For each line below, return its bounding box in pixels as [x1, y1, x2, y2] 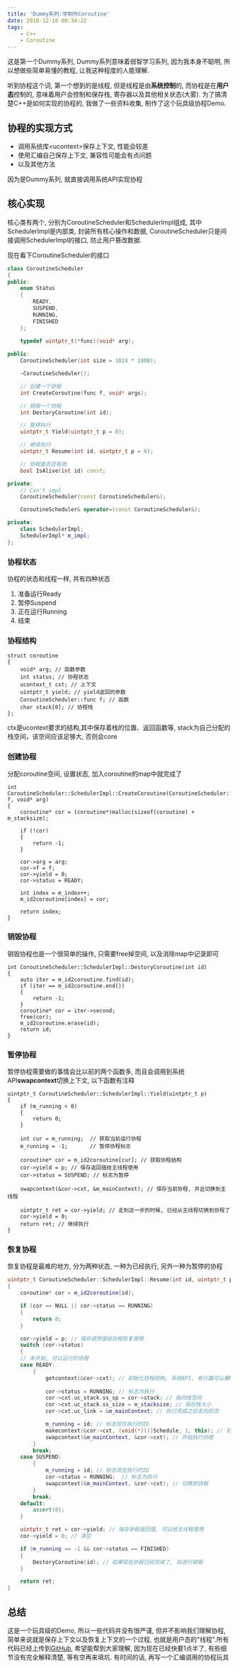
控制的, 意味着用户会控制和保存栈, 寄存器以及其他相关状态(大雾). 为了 [13, 90, 215, 99]
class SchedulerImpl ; [20, 525, 84, 533]
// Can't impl [20, 486, 62, 494]
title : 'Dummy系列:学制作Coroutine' [7, 10, 110, 18]
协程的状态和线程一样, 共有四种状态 [7, 574, 110, 583]
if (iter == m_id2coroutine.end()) [20, 982, 125, 989]
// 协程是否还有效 [20, 460, 67, 468]
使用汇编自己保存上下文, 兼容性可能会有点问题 [17, 151, 152, 159]
